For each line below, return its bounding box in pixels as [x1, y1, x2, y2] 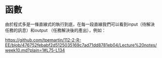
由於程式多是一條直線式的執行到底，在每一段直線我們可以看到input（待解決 [5, 21, 155, 27]
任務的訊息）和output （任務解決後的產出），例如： [5, 27, 106, 33]
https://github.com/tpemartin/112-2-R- [5, 37, 81, 43]
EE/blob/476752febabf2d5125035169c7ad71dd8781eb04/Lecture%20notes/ [5, 42, 157, 48]
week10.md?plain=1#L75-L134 [5, 47, 65, 53]
